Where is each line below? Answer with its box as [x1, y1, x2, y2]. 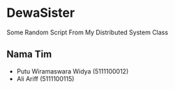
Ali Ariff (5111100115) [16, 74, 75, 83]
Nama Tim [6, 48, 52, 60]
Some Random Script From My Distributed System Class [6, 28, 169, 36]
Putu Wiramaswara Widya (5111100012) [16, 67, 129, 75]
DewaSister [6, 5, 75, 21]
